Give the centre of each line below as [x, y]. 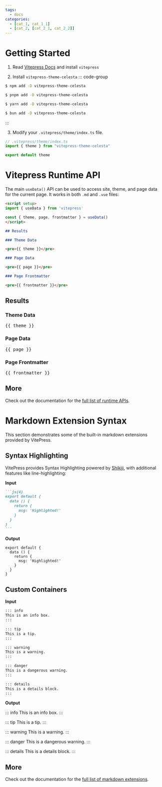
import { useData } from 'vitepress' [44, 208]
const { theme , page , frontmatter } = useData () [57, 217]
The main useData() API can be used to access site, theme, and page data [81, 189]
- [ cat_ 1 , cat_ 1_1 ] [30, 24]
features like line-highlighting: [36, 473]
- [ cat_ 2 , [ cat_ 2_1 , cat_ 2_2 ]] [42, 29]
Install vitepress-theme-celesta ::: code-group [60, 77]
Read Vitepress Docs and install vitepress [56, 67]
